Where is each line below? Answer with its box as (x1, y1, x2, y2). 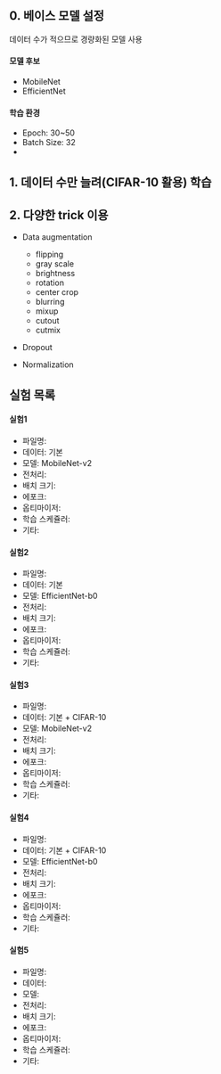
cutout (35, 316, 60, 326)
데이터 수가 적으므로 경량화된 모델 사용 (9, 34, 143, 45)
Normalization (21, 359, 74, 370)
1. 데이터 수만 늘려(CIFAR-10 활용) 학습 (9, 175, 212, 190)
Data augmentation (21, 232, 93, 242)
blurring (35, 297, 65, 307)
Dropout (21, 342, 53, 353)
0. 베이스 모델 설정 (9, 8, 105, 24)
